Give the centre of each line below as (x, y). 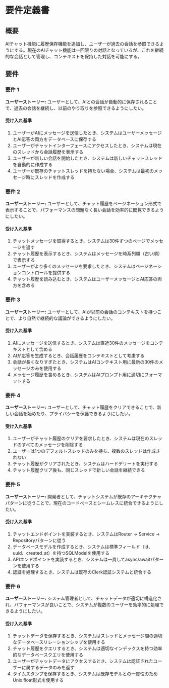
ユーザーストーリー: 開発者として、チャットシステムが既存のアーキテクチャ (83, 496)
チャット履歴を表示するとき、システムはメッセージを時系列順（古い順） (87, 254)
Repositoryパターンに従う (39, 540)
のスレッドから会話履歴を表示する (48, 152)
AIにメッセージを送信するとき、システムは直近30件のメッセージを (81, 343)
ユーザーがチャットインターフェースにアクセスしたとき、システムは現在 (87, 146)
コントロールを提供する (46, 273)
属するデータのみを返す (50, 668)
